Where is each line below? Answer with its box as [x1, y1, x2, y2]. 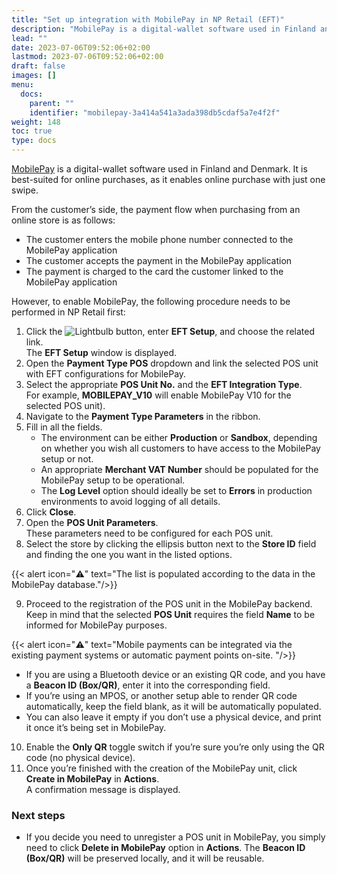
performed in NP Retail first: [11, 306, 126, 318]
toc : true [11, 126, 53, 136]
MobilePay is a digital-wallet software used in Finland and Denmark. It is [11, 163, 308, 175]
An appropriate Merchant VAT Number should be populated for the [40, 464, 319, 475]
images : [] [11, 71, 57, 81]
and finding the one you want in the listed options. [25, 549, 233, 560]
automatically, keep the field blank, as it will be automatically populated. [25, 701, 322, 712]
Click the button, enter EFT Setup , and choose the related [25, 326, 315, 337]
